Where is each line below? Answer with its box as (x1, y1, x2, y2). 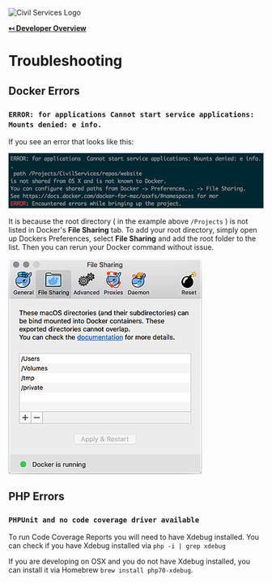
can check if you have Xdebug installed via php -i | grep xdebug (8, 541, 227, 551)
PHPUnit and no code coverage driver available (8, 515, 200, 525)
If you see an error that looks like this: (8, 136, 134, 146)
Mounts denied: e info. (8, 120, 103, 129)
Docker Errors (8, 84, 80, 97)
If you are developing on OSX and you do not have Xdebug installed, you (8, 556, 251, 567)
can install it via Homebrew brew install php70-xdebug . (8, 565, 193, 575)
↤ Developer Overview (8, 24, 87, 32)
